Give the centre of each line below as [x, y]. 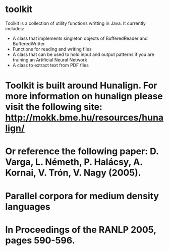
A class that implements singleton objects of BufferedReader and [80, 38]
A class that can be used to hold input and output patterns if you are [83, 54]
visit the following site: [54, 107]
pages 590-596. [40, 240]
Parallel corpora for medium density [82, 196]
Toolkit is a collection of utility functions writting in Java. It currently [76, 23]
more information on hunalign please [84, 96]
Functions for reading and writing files [52, 49]
